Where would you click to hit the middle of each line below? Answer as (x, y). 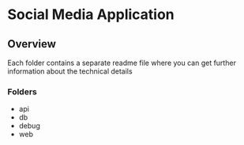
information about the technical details (70, 71)
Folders (22, 91)
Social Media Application (91, 15)
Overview (32, 44)
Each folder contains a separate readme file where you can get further (122, 63)
